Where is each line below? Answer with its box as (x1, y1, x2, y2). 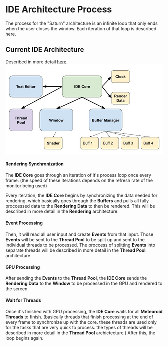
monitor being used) (5, 183, 47, 189)
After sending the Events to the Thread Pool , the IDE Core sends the (5, 275, 147, 281)
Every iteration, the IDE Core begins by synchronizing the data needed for (5, 192, 158, 199)
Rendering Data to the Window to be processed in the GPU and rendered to (5, 280, 163, 287)
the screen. (5, 286, 29, 292)
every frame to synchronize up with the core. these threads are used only (5, 319, 157, 325)
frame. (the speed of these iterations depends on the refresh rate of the (5, 177, 153, 184)
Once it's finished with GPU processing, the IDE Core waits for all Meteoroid (5, 308, 163, 314)
